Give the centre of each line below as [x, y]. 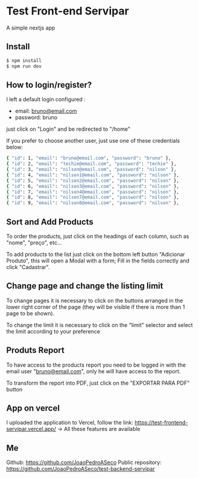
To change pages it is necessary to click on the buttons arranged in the [95, 300]
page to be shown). [30, 313]
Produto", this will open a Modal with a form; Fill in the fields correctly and [98, 261]
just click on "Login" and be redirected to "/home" [68, 129]
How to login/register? [49, 85]
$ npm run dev [24, 66]
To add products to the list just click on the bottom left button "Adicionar [96, 254]
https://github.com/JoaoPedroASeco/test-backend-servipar [81, 469]
